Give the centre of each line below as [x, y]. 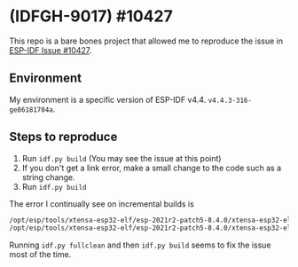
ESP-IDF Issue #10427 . [51, 50]
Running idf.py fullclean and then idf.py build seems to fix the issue [141, 245]
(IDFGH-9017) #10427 [91, 16]
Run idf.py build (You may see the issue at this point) [122, 158]
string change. [48, 177]
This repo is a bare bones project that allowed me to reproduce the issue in [146, 41]
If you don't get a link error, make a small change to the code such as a [152, 168]
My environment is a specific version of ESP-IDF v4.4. [108, 99]
